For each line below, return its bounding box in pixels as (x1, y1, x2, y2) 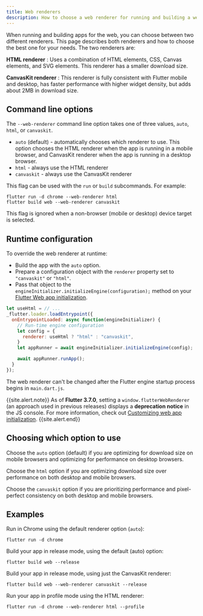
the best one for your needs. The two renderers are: (6, 44, 136, 51)
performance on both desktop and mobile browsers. (6, 473, 137, 481)
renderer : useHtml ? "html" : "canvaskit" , (22, 333, 134, 339)
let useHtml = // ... (6, 306, 61, 312)
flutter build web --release (6, 559, 80, 566)
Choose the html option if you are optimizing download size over (6, 467, 167, 474)
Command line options (6, 104, 94, 114)
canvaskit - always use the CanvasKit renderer (14, 171, 132, 178)
